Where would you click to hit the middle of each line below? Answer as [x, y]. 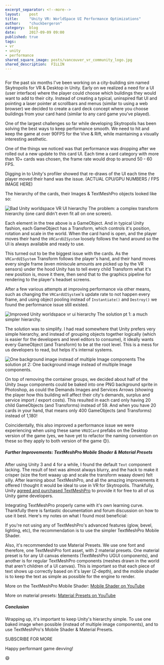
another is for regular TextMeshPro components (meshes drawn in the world [82, 561]
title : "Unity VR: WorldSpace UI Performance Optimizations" [73, 19]
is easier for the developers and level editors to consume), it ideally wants [79, 340]
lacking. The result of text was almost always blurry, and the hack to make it [82, 470]
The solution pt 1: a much [122, 314]
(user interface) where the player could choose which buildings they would [81, 93]
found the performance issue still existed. [47, 305]
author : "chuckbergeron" [34, 23]
